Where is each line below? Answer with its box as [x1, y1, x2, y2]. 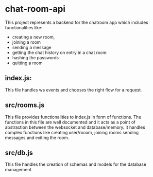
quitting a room [12, 60, 43, 66]
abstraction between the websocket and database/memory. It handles [5, 124, 146, 130]
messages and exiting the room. [5, 135, 69, 141]
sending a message [12, 44, 51, 50]
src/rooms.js [5, 101, 45, 109]
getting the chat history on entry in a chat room [12, 50, 107, 55]
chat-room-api [5, 3, 66, 15]
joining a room [12, 39, 41, 45]
